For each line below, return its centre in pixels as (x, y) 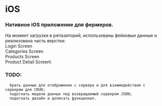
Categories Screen (24, 51)
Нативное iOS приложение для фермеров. (59, 25)
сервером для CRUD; (25, 90)
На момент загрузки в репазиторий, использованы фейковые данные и (81, 35)
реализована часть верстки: (35, 41)
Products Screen (22, 57)
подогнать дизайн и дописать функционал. (53, 98)
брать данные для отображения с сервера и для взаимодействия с (78, 85)
